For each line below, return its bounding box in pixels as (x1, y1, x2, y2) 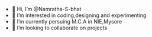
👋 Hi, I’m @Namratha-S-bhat (11, 6, 82, 12)
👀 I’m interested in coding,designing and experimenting (11, 12, 147, 19)
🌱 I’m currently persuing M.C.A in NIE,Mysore (11, 18, 122, 25)
